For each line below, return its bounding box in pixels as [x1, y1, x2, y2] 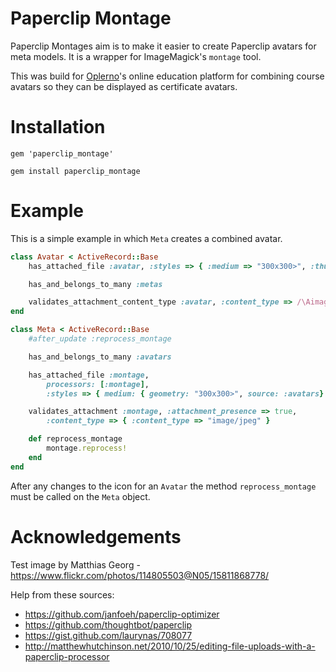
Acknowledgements [10, 525, 182, 548]
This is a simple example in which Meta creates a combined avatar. [10, 232, 283, 244]
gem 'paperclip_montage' [10, 148, 114, 159]
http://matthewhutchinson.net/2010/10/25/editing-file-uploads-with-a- [24, 640, 316, 652]
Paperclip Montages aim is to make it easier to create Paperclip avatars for [10, 40, 317, 52]
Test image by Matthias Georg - [10, 558, 141, 571]
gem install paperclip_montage [10, 166, 141, 176]
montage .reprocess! [46, 443, 128, 454]
